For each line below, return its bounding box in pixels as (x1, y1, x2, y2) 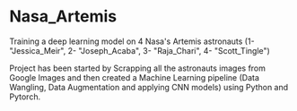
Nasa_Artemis (9, 6, 118, 27)
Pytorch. (9, 91, 41, 102)
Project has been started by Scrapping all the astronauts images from (9, 63, 266, 73)
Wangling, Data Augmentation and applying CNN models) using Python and (9, 81, 289, 92)
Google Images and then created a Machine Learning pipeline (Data (9, 72, 260, 82)
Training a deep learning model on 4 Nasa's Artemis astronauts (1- (9, 36, 255, 47)
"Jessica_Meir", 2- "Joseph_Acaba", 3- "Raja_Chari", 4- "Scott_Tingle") (9, 45, 271, 55)
